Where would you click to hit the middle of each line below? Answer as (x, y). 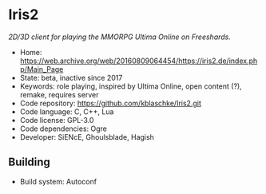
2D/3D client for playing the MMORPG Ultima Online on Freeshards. (120, 37)
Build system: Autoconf (58, 181)
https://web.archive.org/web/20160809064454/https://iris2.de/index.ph (139, 61)
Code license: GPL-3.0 (57, 120)
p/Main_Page (42, 69)
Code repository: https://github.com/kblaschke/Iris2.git (110, 103)
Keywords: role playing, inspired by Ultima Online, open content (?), (131, 86)
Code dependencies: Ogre (64, 129)
